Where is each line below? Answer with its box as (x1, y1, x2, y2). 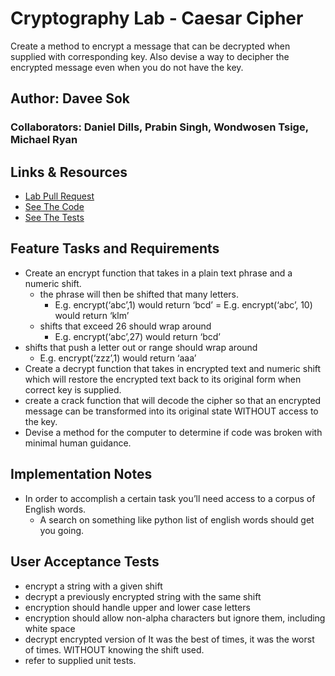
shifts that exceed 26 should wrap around (39, 320, 212, 332)
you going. (39, 524, 85, 536)
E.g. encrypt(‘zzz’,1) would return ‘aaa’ (39, 352, 197, 364)
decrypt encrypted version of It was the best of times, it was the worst (24, 633, 315, 645)
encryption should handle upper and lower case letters (24, 601, 251, 613)
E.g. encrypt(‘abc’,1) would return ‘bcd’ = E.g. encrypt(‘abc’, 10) (54, 298, 313, 311)
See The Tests (24, 212, 85, 224)
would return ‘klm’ (54, 309, 130, 321)
